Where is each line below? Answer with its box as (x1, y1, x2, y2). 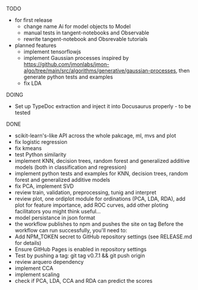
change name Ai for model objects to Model (23, 23, 131, 30)
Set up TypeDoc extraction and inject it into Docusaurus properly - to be (14, 103, 191, 109)
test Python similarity (14, 151, 66, 158)
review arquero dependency (14, 259, 84, 265)
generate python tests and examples (23, 74, 113, 80)
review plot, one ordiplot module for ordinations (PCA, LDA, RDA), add (14, 196, 186, 202)
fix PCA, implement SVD (14, 182, 74, 190)
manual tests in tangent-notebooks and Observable (23, 29, 149, 36)
